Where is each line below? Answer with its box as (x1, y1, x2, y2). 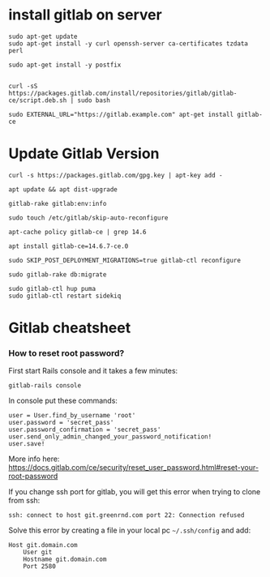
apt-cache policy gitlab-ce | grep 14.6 (8, 228, 148, 236)
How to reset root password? (8, 347, 125, 358)
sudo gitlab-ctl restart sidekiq (8, 292, 122, 300)
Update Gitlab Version (8, 144, 160, 163)
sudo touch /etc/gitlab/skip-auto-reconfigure (8, 213, 169, 222)
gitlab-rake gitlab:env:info (8, 199, 107, 207)
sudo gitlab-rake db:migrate (8, 270, 107, 279)
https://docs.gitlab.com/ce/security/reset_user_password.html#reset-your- (8, 463, 259, 472)
